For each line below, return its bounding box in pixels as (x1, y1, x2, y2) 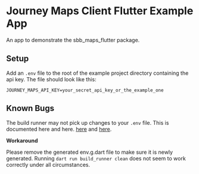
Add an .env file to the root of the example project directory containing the (6, 69, 189, 77)
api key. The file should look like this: (6, 75, 97, 83)
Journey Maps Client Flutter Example (6, 4, 194, 18)
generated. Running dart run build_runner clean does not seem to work (6, 154, 186, 162)
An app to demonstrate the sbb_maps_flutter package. (6, 36, 140, 43)
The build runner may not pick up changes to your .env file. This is (6, 119, 169, 126)
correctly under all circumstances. (6, 161, 91, 168)
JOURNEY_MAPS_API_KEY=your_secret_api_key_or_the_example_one (6, 87, 164, 93)
